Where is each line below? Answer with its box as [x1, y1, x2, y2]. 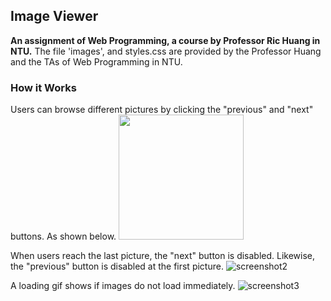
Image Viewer [10, 8, 99, 25]
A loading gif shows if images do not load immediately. [10, 280, 236, 292]
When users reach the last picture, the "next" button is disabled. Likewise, [10, 250, 316, 262]
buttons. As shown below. [10, 230, 117, 243]
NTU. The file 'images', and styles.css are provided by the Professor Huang [10, 45, 322, 57]
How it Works [10, 80, 77, 94]
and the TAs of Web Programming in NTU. [10, 55, 183, 68]
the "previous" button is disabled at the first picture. [10, 260, 224, 273]
